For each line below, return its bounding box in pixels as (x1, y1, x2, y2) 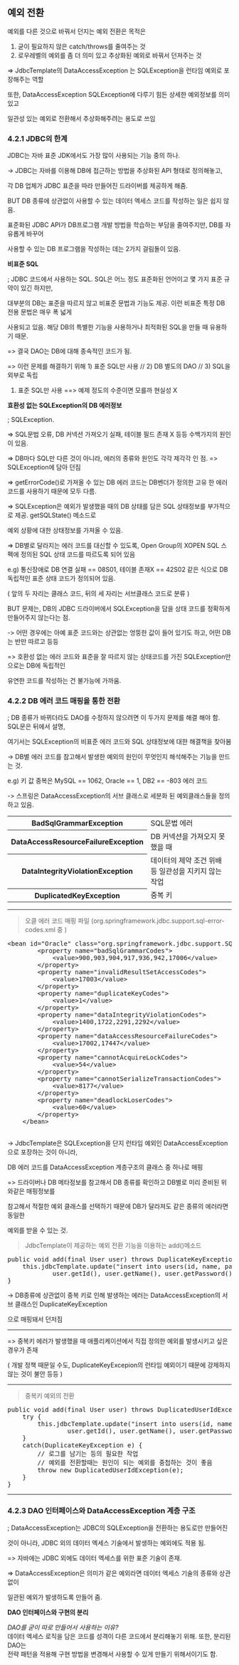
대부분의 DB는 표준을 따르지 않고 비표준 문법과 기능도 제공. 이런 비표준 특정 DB (7, 299, 225, 307)
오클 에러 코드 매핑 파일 (24, 916, 90, 925)
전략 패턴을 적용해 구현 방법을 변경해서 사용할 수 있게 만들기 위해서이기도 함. (7, 1649, 218, 1658)
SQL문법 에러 (150, 818, 193, 828)
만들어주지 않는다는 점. (7, 613, 70, 622)
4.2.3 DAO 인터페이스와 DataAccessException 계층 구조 (7, 1506, 196, 1516)
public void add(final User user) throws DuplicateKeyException (7, 1255, 237, 1264)
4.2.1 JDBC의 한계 (7, 134, 68, 144)
